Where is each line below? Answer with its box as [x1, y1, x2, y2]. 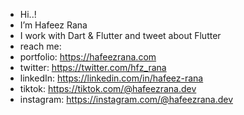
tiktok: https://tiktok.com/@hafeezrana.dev [19, 83, 197, 94]
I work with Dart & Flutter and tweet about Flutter [19, 30, 222, 41]
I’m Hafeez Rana [19, 19, 88, 31]
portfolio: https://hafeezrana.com [19, 51, 157, 63]
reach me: [19, 40, 62, 52]
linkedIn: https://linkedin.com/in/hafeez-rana [19, 72, 204, 84]
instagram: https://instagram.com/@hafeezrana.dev [19, 94, 234, 105]
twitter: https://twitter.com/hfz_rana [19, 62, 167, 73]
